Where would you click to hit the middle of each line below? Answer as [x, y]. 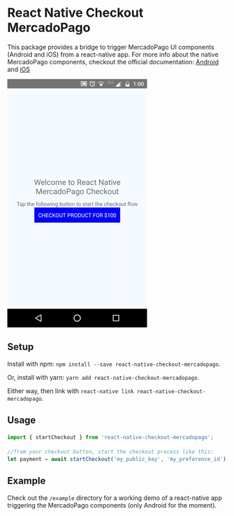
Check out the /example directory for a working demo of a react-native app [115, 498]
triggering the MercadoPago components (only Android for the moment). [112, 505]
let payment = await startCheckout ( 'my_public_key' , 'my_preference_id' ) [117, 459]
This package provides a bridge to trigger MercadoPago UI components [111, 47]
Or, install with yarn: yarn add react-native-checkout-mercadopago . [103, 377]
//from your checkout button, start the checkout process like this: [111, 452]
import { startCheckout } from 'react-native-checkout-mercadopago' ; [111, 437]
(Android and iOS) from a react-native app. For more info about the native [113, 54]
